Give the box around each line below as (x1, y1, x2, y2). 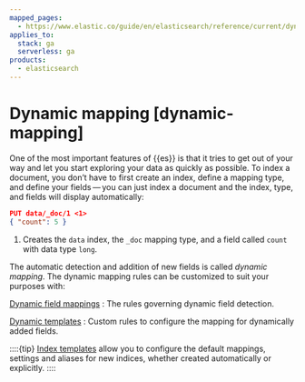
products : (9, 55, 47, 65)
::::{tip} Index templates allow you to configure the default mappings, (9, 343, 266, 354)
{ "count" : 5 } (9, 217, 67, 226)
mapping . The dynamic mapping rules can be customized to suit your (9, 270, 270, 282)
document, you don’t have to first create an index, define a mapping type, (9, 172, 285, 183)
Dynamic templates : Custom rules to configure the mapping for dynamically (9, 316, 295, 327)
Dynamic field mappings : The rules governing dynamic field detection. (9, 297, 275, 309)
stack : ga (17, 38, 54, 48)
